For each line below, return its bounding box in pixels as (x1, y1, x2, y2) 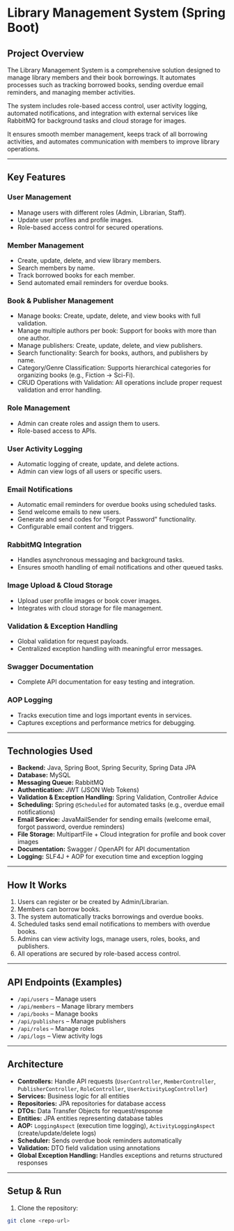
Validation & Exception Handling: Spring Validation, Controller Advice (17, 793, 219, 802)
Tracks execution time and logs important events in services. (17, 711, 192, 719)
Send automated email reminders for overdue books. (17, 278, 169, 286)
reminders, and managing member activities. (7, 89, 136, 96)
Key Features (7, 171, 66, 183)
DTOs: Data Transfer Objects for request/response (17, 1106, 163, 1115)
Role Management (7, 403, 70, 413)
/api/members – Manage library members (17, 1002, 134, 1011)
